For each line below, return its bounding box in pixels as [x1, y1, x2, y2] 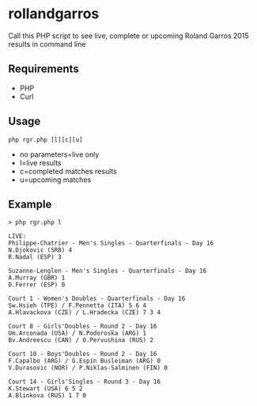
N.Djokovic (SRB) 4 [8, 246, 73, 254]
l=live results [19, 157, 62, 167]
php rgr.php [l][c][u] [8, 135, 83, 143]
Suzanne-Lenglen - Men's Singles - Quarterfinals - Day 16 [8, 267, 207, 275]
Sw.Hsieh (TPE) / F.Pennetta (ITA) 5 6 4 [8, 302, 147, 309]
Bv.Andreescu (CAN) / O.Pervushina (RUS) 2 [8, 336, 154, 344]
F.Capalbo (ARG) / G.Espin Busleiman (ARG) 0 [8, 357, 161, 365]
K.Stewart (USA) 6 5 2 [8, 385, 83, 393]
